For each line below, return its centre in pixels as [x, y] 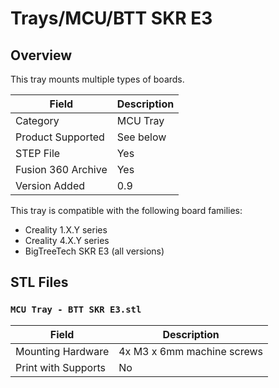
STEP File [38, 153]
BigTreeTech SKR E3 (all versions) [94, 251]
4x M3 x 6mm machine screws [190, 351]
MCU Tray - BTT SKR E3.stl [76, 310]
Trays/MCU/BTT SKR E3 [111, 18]
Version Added [50, 185]
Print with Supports [60, 367]
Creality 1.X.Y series [66, 230]
